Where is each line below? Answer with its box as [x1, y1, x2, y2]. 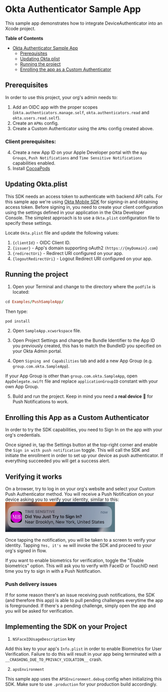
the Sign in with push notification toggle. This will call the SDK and [5, 447, 149, 453]
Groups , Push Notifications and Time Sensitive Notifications [12, 155, 142, 161]
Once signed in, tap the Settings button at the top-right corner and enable [5, 442, 158, 448]
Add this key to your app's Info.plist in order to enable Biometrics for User [5, 645, 162, 652]
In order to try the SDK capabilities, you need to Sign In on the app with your [5, 426, 163, 433]
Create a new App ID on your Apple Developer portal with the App [12, 149, 147, 155]
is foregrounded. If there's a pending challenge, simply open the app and [5, 602, 156, 609]
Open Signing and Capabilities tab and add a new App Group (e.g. [12, 358, 153, 364]
